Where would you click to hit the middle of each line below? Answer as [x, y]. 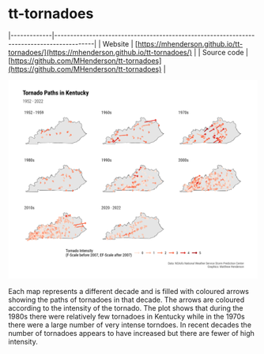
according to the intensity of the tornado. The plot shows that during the [126, 308]
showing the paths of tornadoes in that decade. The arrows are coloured [126, 300]
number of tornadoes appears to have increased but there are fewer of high [132, 334]
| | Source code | [221, 52]
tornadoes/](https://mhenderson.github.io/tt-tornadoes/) [100, 52]
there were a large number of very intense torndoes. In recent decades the [130, 325]
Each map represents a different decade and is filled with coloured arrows [128, 292]
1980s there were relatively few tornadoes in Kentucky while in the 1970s [126, 317]
